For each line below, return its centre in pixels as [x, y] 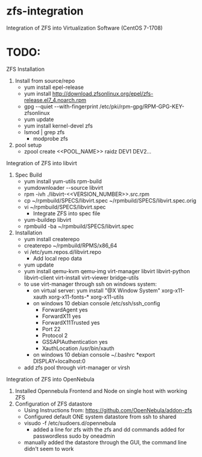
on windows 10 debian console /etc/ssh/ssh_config [96, 303]
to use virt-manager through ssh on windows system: [90, 284]
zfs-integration [45, 11]
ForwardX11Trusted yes [71, 322]
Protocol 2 [55, 335]
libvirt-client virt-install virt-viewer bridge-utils [81, 277]
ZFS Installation [26, 69]
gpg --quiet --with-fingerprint [61, 106]
